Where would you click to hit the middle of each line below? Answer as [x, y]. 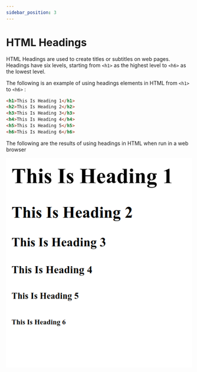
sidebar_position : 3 [32, 12]
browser [16, 149]
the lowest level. [26, 72]
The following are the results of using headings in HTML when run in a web [97, 143]
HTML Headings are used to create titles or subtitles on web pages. [88, 59]
